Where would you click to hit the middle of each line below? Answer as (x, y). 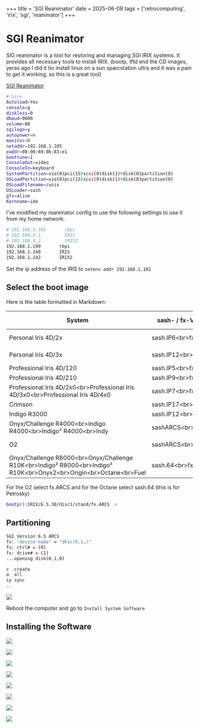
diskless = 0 (20, 113)
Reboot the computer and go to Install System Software (76, 608)
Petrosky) (18, 493)
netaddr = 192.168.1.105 (34, 146)
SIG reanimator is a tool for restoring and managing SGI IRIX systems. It (93, 55)
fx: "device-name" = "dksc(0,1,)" (49, 542)
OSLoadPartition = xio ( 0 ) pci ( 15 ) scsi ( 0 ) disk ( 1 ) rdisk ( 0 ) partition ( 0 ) (90, 179)
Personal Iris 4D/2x (36, 338)
